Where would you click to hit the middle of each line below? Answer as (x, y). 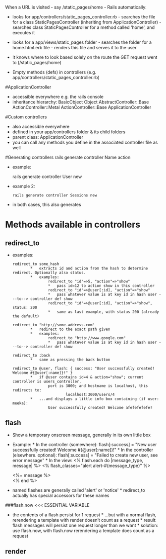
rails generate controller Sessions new (55, 195)
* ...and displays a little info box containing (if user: (95, 399)
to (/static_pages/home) (37, 62)
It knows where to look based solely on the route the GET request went (85, 57)
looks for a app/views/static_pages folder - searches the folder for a (82, 42)
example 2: (24, 186)
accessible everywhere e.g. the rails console (58, 97)
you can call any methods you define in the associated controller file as (85, 142)
